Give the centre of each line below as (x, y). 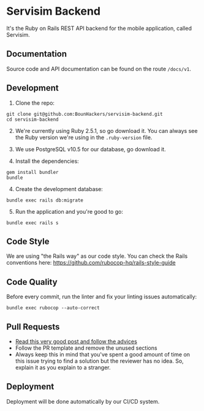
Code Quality (32, 282)
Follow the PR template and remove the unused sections (86, 348)
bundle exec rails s (33, 223)
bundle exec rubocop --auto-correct (53, 308)
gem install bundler (33, 172)
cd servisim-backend (33, 119)
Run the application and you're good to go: (69, 211)
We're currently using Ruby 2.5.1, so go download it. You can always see (106, 130)
